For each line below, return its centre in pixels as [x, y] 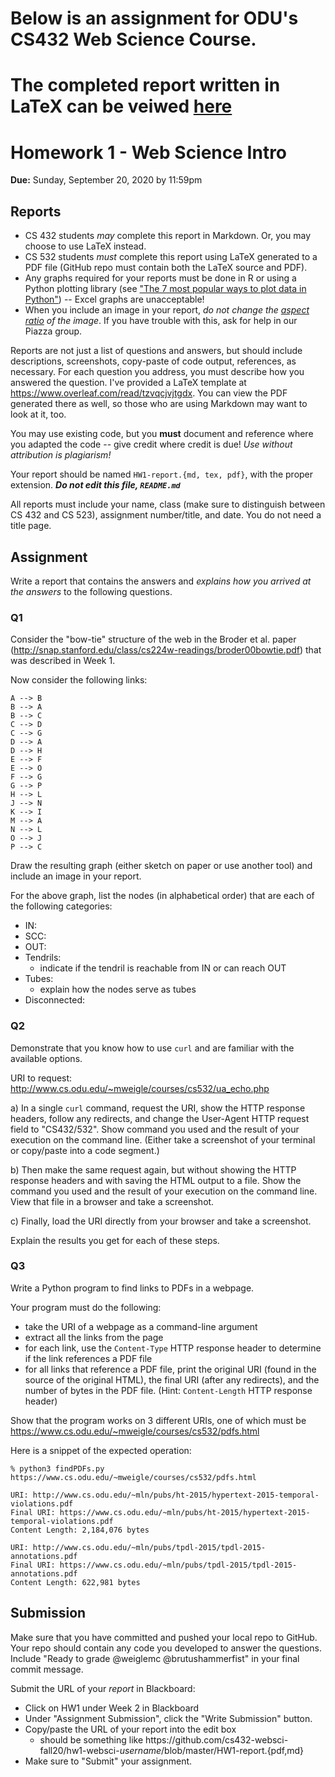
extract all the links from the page [94, 1337]
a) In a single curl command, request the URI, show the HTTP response [158, 1108]
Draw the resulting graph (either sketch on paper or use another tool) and [161, 866]
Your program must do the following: [86, 1307]
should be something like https [103, 1739]
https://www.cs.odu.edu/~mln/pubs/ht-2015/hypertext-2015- [185, 1512]
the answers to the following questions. [91, 591]
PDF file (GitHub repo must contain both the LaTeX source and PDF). [166, 268]
